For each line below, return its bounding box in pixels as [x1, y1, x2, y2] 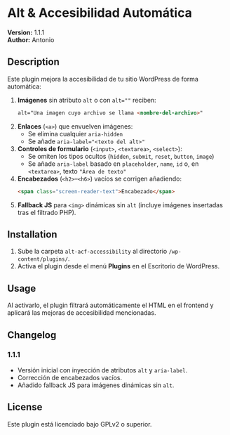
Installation [7, 228, 57, 240]
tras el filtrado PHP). [17, 208, 76, 216]
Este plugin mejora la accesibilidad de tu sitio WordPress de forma [7, 74, 198, 83]
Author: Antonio [7, 35, 55, 44]
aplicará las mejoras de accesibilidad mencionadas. [7, 309, 156, 317]
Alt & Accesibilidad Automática [7, 5, 193, 21]
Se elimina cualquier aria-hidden [27, 129, 123, 138]
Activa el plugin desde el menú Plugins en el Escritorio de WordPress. [17, 262, 220, 271]
